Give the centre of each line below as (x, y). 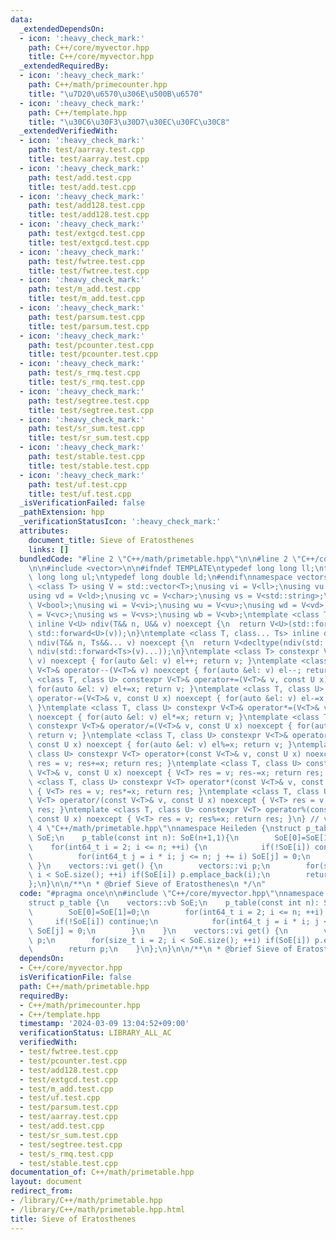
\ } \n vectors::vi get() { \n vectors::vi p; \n (149, 866)
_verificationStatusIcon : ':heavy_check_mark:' (120, 522)
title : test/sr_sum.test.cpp (89, 438)
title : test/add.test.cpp (82, 187)
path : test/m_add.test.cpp (84, 289)
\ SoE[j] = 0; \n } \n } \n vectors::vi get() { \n (158, 931)
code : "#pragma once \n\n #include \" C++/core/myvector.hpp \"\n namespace (172, 894)
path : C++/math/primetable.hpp (84, 986)
